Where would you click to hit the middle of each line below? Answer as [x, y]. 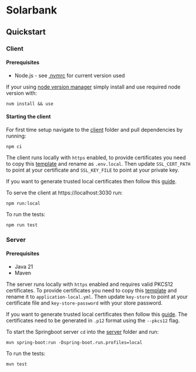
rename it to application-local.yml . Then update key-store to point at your [97, 297]
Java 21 [24, 267]
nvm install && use [30, 104]
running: [16, 136]
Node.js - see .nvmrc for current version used [70, 75]
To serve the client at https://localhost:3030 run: [64, 192]
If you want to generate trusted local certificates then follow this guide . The [97, 315]
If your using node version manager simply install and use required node [93, 87]
